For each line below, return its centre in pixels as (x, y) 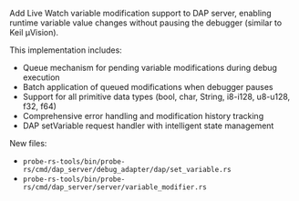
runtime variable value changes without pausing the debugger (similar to (146, 23)
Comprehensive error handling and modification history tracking (143, 116)
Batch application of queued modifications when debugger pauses (148, 87)
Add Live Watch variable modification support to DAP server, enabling (140, 13)
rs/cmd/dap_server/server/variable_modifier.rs (114, 187)
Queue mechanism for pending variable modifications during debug (150, 68)
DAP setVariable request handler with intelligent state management (148, 126)
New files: (28, 143)
